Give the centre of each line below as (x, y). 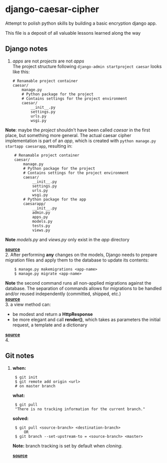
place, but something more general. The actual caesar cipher (68, 135)
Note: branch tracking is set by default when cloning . (67, 446)
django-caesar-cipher (52, 9)
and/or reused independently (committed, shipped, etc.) (63, 294)
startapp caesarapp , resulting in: (39, 146)
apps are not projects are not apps (48, 61)
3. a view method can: (28, 304)
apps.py (40, 217)
